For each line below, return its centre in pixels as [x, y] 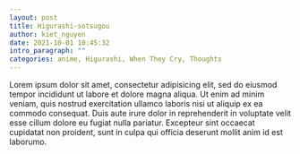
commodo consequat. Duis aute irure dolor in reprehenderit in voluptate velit [150, 113]
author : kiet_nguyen [48, 34]
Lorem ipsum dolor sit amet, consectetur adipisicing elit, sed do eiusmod [143, 85]
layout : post [34, 17]
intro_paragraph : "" [48, 51]
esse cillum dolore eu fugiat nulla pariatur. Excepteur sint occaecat [132, 123]
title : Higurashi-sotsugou [60, 26]
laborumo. [28, 141]
